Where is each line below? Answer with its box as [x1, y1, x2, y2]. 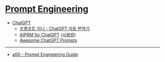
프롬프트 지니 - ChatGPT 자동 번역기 [19, 26, 90, 31]
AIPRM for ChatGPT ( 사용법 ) [19, 31, 76, 37]
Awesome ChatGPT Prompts [19, 37, 78, 43]
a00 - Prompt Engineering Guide [12, 51, 79, 57]
